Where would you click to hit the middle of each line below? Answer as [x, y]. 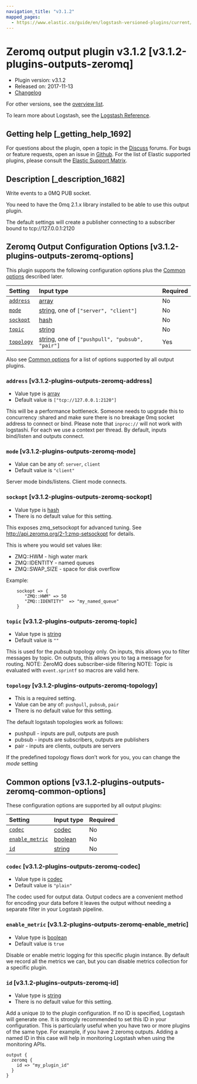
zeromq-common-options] [56, 791]
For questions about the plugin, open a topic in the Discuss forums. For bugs [98, 148]
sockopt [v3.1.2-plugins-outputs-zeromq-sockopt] [79, 497]
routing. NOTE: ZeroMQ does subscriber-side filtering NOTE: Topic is [89, 664]
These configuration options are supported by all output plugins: [84, 806]
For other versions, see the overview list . [55, 104]
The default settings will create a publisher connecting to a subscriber [91, 222]
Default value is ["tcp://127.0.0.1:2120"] [66, 400]
